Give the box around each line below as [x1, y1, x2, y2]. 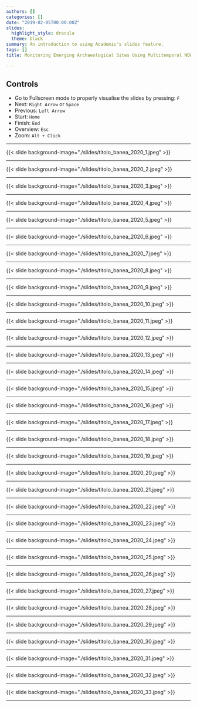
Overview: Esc [14, 126, 49, 133]
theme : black [11, 36, 43, 42]
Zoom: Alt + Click [14, 132, 61, 139]
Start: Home [14, 113, 40, 120]
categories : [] [6, 14, 43, 20]
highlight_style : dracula [11, 31, 75, 36]
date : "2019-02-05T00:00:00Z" [6, 19, 80, 25]
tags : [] [6, 47, 28, 53]
